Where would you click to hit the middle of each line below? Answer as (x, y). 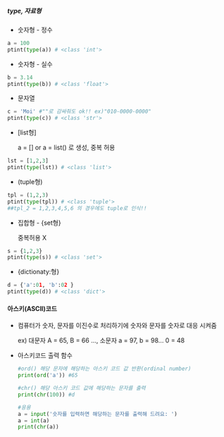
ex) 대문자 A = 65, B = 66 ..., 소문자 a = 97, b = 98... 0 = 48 (101, 340)
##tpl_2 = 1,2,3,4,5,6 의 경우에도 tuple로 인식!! (77, 208)
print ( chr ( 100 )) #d (46, 395)
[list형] (27, 133)
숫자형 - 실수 (35, 64)
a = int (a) (33, 420)
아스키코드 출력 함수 (45, 355)
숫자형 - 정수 (35, 30)
